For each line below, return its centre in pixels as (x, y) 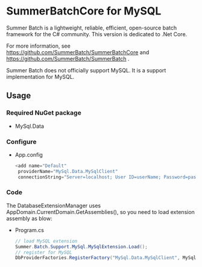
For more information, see (38, 46)
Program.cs (29, 230)
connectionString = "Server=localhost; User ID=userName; (90, 177)
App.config (29, 154)
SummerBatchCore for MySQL (84, 11)
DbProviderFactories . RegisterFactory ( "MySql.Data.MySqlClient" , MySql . (107, 258)
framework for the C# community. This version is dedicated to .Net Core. (97, 34)
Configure (21, 142)
